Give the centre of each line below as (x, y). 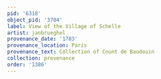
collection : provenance (41, 58)
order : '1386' (27, 65)
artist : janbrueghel (37, 33)
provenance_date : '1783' (42, 39)
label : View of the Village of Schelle (64, 26)
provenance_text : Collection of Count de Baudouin (81, 52)
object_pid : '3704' (35, 20)
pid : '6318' (24, 13)
